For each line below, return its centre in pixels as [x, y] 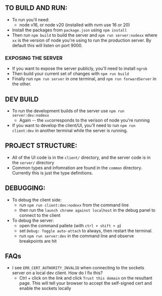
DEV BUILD [22, 99]
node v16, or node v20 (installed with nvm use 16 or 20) [74, 25]
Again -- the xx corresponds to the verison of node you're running [84, 120]
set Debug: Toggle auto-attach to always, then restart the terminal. [86, 231]
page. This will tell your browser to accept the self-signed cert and [86, 283]
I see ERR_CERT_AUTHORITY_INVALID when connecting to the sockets [78, 268]
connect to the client [40, 215]
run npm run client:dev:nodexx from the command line [74, 205]
